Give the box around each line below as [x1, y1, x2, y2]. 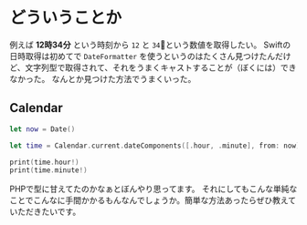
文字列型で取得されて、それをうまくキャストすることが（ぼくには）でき [25, 62, 297, 73]
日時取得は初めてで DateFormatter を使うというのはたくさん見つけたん [9, 50, 276, 61]
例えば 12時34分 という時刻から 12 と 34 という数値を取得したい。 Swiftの [9, 39, 291, 50]
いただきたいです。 [9, 206, 81, 218]
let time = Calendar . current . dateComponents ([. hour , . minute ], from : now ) [9, 141, 301, 150]
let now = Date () [9, 124, 76, 134]
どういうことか [9, 7, 122, 28]
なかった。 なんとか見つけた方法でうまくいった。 [9, 73, 196, 84]
